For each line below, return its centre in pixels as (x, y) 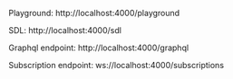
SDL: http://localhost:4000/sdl (65, 30)
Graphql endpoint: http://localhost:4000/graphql (99, 48)
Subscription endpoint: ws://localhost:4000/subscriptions (116, 65)
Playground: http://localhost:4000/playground (94, 13)
